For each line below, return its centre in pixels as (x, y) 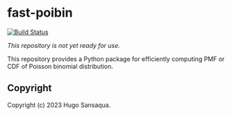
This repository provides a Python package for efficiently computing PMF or (116, 59)
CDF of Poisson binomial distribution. (60, 66)
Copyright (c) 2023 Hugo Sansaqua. (59, 105)
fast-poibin (40, 13)
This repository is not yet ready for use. (64, 45)
